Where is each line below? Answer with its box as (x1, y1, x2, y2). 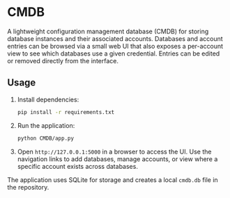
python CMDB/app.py (17, 135, 75, 142)
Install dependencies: (17, 95, 79, 104)
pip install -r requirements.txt (17, 108, 115, 115)
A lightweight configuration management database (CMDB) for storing (7, 27, 209, 35)
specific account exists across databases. (17, 162, 138, 170)
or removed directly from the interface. (7, 56, 119, 65)
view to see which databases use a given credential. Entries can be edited (7, 49, 220, 58)
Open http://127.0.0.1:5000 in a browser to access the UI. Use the (17, 147, 212, 156)
